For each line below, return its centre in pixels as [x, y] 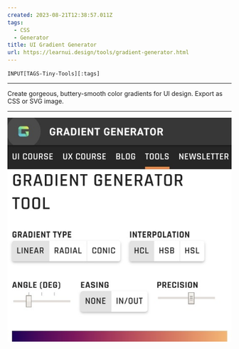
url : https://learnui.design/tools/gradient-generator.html [99, 53]
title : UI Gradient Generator [52, 45]
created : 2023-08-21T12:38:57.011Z [60, 15]
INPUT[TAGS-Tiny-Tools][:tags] [54, 74]
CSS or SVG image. [36, 101]
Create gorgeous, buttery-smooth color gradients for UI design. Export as [115, 93]
